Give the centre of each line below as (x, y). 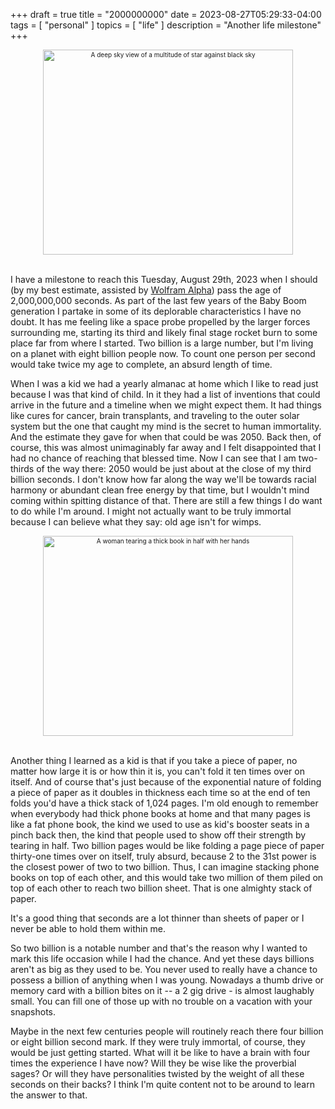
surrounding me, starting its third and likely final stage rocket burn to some (164, 332)
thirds (22, 468)
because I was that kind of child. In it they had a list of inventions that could (165, 394)
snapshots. (33, 1012)
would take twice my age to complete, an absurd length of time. (141, 364)
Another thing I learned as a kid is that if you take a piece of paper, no (154, 760)
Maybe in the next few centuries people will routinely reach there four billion (167, 1031)
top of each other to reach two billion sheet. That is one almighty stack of (161, 888)
